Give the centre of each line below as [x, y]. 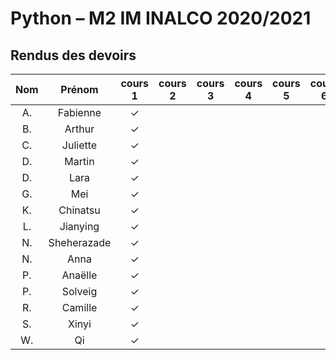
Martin [79, 161]
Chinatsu [79, 210]
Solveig [79, 291]
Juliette [79, 145]
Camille [79, 307]
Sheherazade [80, 242]
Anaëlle [79, 275]
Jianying [79, 226]
